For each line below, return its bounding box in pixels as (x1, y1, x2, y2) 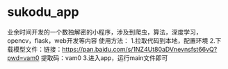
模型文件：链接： (13, 45, 63, 53)
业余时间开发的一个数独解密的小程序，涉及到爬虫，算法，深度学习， (7, 28, 202, 36)
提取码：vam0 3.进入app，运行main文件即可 (40, 53, 168, 62)
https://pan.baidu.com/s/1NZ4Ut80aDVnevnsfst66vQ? (62, 45, 218, 53)
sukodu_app (7, 4, 79, 20)
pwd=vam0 (7, 53, 40, 62)
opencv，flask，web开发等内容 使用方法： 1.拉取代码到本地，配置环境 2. (7, 36, 215, 45)
